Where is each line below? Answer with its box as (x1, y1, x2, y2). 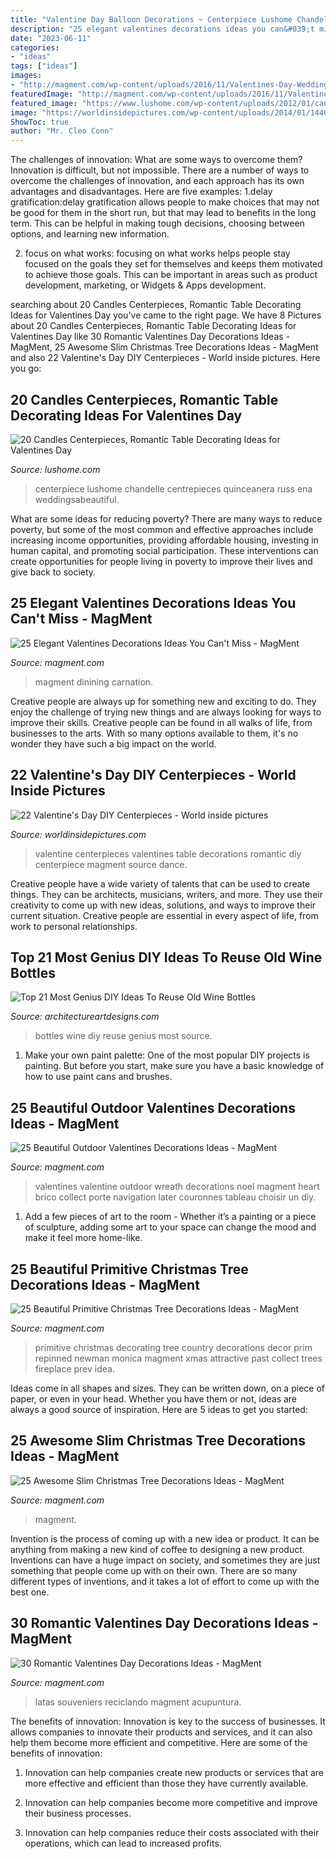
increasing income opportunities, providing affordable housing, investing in (10, 534, 319, 546)
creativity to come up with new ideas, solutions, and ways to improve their (10, 899, 317, 911)
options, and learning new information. (10, 228, 170, 240)
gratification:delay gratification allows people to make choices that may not (10, 196, 320, 208)
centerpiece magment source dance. (34, 858, 188, 870)
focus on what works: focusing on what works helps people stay (24, 247, 291, 260)
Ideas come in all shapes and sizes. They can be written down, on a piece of (10, 1382, 325, 1394)
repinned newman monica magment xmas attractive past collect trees (34, 1352, 323, 1364)
